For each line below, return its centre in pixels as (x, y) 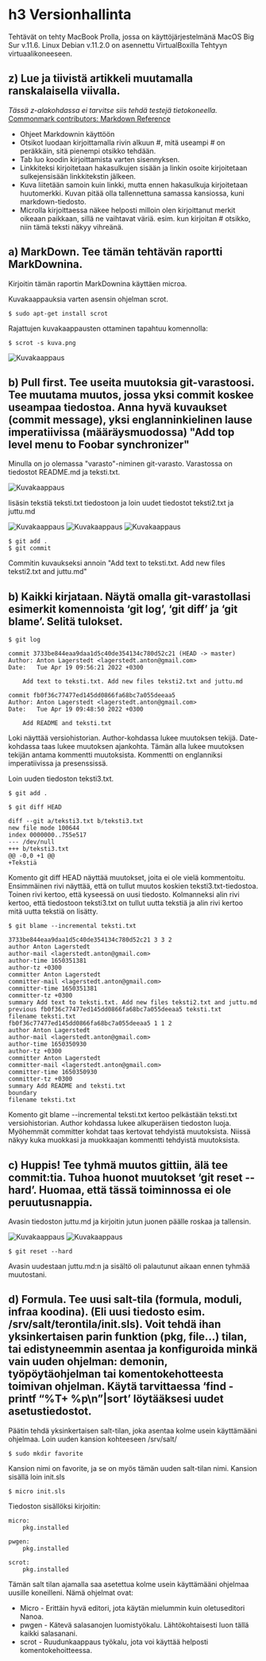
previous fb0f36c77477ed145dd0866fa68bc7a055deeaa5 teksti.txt (115, 1010)
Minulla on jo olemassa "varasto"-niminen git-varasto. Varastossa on (120, 464)
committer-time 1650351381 (53, 989)
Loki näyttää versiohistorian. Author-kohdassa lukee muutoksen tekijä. (123, 738)
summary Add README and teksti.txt (67, 1086)
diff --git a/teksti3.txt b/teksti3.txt (76, 821)
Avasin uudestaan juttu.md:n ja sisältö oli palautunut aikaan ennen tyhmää (129, 1266)
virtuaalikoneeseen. (40, 53)
